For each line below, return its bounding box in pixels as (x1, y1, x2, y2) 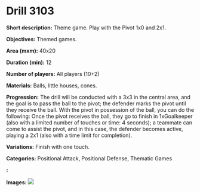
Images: (6, 178, 27, 186)
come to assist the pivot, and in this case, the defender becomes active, (6, 125, 183, 132)
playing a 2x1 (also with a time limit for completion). (6, 132, 133, 139)
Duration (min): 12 (6, 59, 52, 66)
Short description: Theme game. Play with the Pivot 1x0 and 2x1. (6, 24, 166, 31)
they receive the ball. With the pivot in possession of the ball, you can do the (6, 106, 195, 113)
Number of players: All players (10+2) (6, 70, 100, 77)
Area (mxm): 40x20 (6, 47, 56, 54)
